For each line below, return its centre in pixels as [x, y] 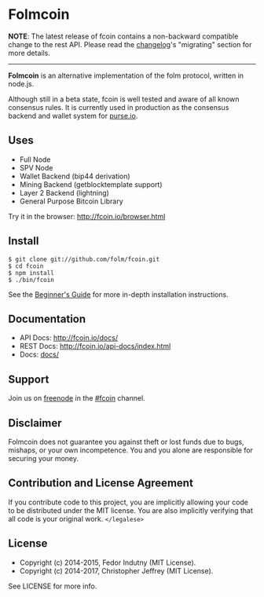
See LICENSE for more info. [53, 586]
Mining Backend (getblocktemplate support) [91, 184]
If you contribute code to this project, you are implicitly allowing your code [128, 502]
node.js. [21, 83]
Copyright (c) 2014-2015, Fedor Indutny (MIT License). [108, 562]
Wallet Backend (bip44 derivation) [75, 176]
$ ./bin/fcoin [31, 280]
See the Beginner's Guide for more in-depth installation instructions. [119, 294]
